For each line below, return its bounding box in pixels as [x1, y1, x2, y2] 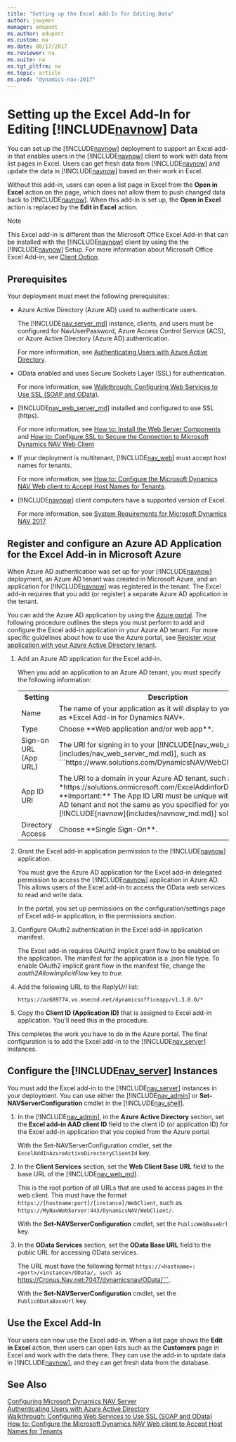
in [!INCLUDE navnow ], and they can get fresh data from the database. [7, 1358, 211, 1367]
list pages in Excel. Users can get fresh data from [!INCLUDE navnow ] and [7, 159, 220, 168]
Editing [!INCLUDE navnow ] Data [7, 121, 198, 137]
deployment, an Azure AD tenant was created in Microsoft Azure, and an [7, 574, 217, 583]
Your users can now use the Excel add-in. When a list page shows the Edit [7, 1336, 223, 1344]
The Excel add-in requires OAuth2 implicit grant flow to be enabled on [17, 946, 220, 955]
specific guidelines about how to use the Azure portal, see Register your [7, 633, 216, 641]
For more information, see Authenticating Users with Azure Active [17, 348, 208, 357]
